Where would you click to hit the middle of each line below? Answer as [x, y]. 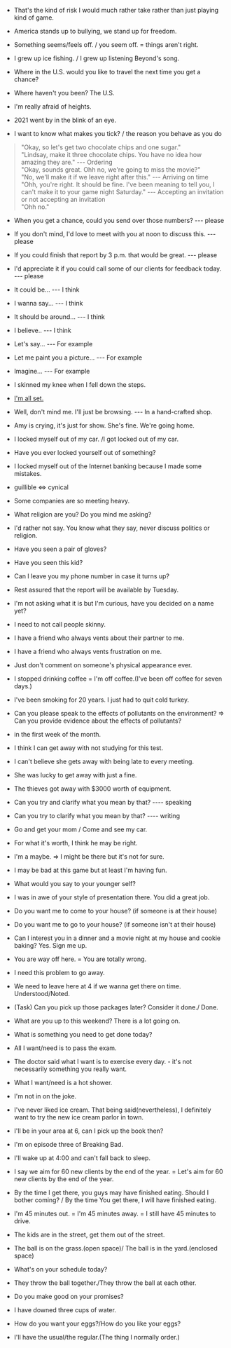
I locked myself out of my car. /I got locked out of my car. [96, 439]
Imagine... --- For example [52, 371]
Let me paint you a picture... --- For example [78, 358]
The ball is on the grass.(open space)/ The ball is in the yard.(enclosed [116, 1248]
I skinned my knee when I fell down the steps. [80, 384]
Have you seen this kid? [48, 563]
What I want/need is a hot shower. [63, 1083]
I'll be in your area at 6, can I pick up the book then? [89, 1131]
